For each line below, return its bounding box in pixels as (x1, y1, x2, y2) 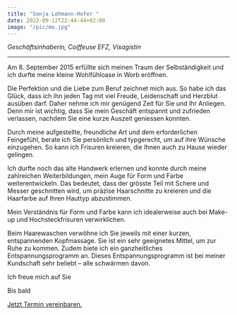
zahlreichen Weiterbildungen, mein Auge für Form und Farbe (7, 172, 183, 180)
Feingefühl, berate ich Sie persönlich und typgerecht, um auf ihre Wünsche (7, 136, 226, 144)
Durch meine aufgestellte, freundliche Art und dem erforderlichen (7, 128, 197, 136)
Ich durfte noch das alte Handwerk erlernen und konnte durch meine (7, 164, 207, 173)
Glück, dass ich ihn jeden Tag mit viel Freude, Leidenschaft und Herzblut (7, 92, 218, 100)
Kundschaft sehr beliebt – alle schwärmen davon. (7, 259, 150, 268)
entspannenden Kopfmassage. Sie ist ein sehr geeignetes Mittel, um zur (7, 237, 217, 245)
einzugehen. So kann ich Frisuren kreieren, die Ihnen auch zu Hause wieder (7, 143, 227, 152)
